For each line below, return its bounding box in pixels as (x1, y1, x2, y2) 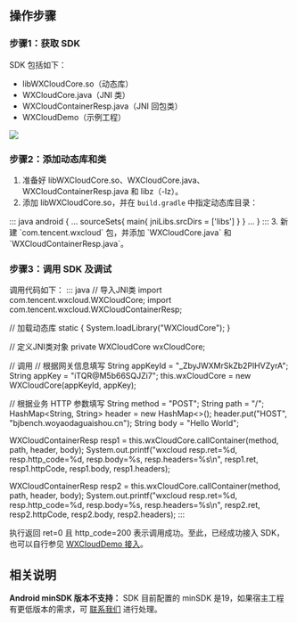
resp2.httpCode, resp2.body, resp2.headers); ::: (9, 509, 186, 520)
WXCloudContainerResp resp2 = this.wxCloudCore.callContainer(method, (9, 480, 281, 492)
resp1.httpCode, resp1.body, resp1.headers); (9, 463, 171, 474)
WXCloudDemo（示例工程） (21, 111, 127, 122)
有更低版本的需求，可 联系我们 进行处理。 (9, 604, 162, 615)
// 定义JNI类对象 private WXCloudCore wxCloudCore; (9, 341, 206, 352)
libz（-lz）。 (140, 185, 184, 196)
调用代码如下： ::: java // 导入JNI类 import (9, 284, 162, 296)
